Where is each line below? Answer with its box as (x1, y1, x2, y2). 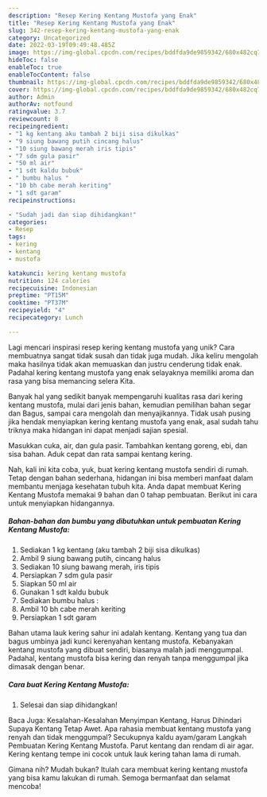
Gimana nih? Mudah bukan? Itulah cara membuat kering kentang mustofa (8, 764, 248, 774)
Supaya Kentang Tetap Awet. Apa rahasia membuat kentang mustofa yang (8, 724, 252, 733)
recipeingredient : (8, 122, 69, 130)
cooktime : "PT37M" (8, 299, 69, 307)
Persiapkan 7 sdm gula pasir (19, 570, 113, 580)
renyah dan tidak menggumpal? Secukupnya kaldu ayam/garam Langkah (8, 732, 247, 741)
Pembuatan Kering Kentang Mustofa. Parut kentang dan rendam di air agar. (8, 741, 254, 750)
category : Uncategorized (8, 33, 91, 42)
